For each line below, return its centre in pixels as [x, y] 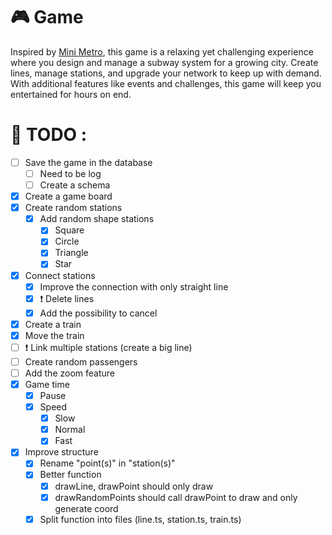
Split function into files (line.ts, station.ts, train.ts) [140, 519]
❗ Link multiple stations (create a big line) [108, 347]
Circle [67, 241]
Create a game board [68, 196]
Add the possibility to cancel [98, 313]
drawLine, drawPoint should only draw [134, 486]
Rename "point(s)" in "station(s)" [107, 463]
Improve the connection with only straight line [134, 286]
